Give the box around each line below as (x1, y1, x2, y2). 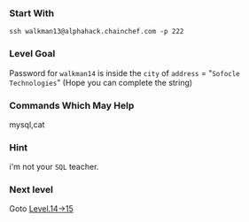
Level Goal (9, 48, 56, 60)
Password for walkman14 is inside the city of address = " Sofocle (9, 67, 241, 78)
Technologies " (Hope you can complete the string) (9, 77, 193, 88)
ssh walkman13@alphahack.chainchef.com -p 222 (9, 27, 184, 36)
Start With (9, 7, 55, 19)
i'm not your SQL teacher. (9, 162, 99, 172)
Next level (9, 184, 54, 196)
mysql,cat (9, 119, 45, 130)
